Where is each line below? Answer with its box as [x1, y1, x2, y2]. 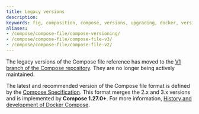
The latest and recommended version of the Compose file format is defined [6, 82, 191, 89]
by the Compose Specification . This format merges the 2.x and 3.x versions [6, 88, 191, 96]
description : [6, 14, 38, 20]
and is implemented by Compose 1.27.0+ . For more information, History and [6, 94, 192, 102]
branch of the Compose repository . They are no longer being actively [6, 64, 175, 71]
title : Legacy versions [6, 8, 65, 15]
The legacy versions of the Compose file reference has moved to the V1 [6, 58, 181, 65]
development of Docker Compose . [6, 101, 90, 108]
